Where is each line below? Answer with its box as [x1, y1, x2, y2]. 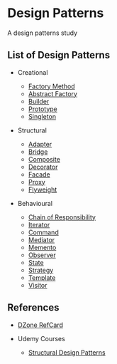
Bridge [28, 147, 48, 156]
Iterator [28, 220, 50, 229]
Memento [28, 243, 57, 251]
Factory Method [28, 82, 76, 90]
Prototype [28, 105, 58, 113]
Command [28, 228, 59, 236]
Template [28, 273, 56, 282]
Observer [28, 251, 56, 259]
